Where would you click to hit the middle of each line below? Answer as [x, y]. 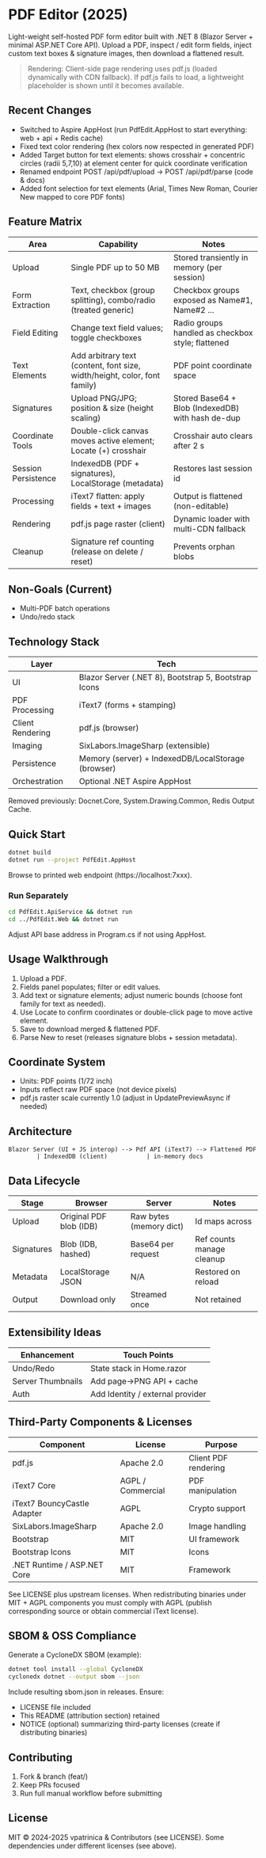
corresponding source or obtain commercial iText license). [104, 1611]
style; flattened [201, 342]
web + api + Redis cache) [61, 138]
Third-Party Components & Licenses [100, 1422]
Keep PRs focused [50, 1785]
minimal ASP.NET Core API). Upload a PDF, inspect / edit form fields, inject [130, 44]
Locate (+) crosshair [109, 451]
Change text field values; [117, 328]
